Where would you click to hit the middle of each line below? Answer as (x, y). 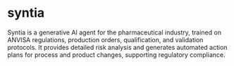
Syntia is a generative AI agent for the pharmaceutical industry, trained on (115, 32)
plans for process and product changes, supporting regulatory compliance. (116, 55)
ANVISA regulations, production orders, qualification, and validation (105, 39)
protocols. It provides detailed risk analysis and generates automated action (117, 47)
